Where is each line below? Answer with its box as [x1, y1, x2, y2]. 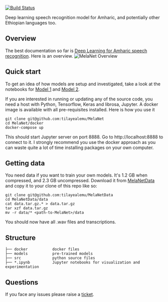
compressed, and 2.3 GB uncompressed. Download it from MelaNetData [5, 178, 155, 184]
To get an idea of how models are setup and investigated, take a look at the [5, 81, 160, 87]
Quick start [5, 68, 41, 76]
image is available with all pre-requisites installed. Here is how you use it [5, 106, 155, 112]
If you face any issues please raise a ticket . [5, 291, 94, 297]
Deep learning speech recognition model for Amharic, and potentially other [5, 15, 160, 20]
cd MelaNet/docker [5, 120, 44, 125]
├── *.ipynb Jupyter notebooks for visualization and [5, 260, 140, 265]
